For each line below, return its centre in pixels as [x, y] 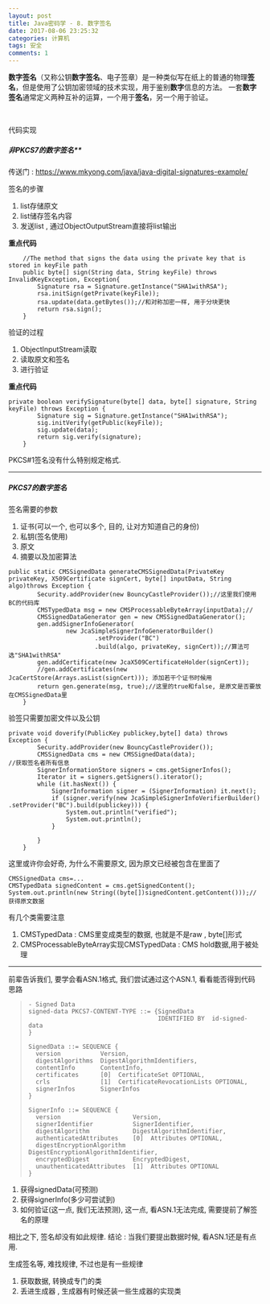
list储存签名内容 [46, 216]
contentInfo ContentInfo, [90, 1067]
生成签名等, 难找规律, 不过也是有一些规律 [76, 1264]
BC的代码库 [24, 603]
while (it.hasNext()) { [77, 784]
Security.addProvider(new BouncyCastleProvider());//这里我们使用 [147, 594]
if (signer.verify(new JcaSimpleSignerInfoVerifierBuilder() [156, 798]
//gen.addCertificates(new [82, 669]
